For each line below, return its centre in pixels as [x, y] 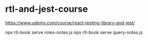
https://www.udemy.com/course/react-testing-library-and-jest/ [70, 23]
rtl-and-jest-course [47, 9]
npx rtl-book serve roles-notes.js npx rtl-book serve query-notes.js [74, 32]
